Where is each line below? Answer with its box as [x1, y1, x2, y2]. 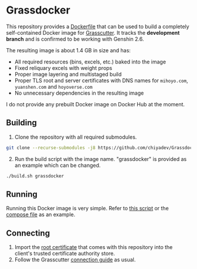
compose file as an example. [6, 211, 76, 218]
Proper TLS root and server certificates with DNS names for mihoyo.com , [14, 77, 189, 84]
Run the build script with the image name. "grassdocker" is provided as [14, 155, 187, 162]
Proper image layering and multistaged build [14, 70, 122, 78]
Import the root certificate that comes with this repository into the [14, 244, 173, 251]
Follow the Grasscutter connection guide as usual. [14, 256, 136, 263]
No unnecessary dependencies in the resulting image [14, 89, 144, 96]
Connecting [6, 228, 50, 238]
